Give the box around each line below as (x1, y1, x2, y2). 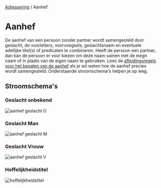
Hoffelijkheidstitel (5, 166, 48, 173)
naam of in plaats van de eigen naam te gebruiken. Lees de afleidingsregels (5, 58, 156, 64)
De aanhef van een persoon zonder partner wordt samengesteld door (5, 37, 145, 43)
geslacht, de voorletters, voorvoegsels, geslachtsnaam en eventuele (5, 42, 142, 48)
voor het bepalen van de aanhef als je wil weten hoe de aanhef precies (5, 63, 146, 68)
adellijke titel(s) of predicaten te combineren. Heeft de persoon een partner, (5, 47, 156, 53)
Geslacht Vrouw (5, 143, 44, 150)
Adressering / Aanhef (5, 4, 48, 10)
